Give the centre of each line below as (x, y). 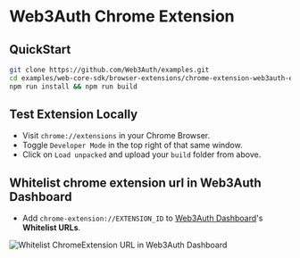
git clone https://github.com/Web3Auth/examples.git (109, 70)
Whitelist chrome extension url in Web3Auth (135, 183)
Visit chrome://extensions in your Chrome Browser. (116, 136)
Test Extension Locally (74, 115)
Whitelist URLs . (51, 228)
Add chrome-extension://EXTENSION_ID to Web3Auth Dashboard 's (142, 218)
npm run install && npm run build (74, 87)
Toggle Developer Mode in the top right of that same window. (132, 146)
